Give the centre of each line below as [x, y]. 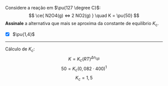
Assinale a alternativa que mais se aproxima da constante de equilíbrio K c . [82, 24]
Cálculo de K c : [20, 49]
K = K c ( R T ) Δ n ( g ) [84, 59]
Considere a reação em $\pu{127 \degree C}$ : [53, 8]
